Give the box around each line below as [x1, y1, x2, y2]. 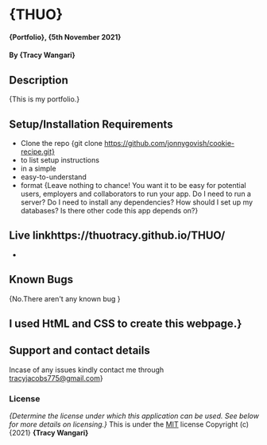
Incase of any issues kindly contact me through [9, 365, 164, 374]
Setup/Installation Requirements [9, 117, 173, 131]
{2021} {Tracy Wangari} [9, 428, 89, 438]
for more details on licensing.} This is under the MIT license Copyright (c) [9, 420, 250, 429]
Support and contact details [9, 343, 150, 358]
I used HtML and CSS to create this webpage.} [9, 317, 242, 331]
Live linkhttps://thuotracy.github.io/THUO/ [9, 228, 226, 243]
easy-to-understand [20, 172, 87, 182]
